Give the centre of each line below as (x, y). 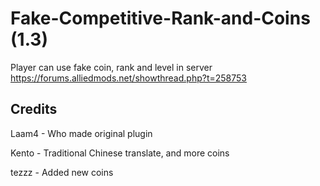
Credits (34, 109)
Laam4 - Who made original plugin (81, 133)
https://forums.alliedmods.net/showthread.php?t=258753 (128, 78)
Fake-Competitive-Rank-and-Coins (160, 18)
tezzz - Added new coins (62, 172)
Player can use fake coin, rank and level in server (111, 67)
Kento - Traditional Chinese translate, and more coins (120, 153)
